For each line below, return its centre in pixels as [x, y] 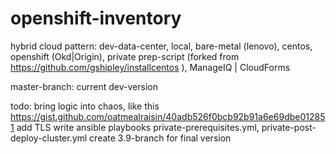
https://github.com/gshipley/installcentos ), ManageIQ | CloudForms [150, 67]
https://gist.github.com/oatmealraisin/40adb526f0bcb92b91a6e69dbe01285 [168, 116]
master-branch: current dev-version [84, 86]
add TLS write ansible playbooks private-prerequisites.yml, [138, 127]
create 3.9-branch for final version [160, 138]
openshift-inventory [96, 18]
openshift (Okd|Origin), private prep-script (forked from [125, 56]
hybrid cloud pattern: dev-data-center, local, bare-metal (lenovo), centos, [161, 46]
